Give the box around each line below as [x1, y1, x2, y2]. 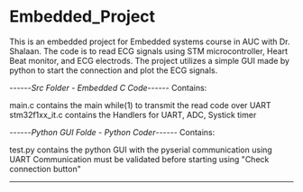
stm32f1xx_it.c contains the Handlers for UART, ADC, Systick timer [9, 109, 257, 120]
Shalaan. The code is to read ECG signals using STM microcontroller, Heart [9, 45, 289, 56]
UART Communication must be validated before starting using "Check [9, 153, 270, 164]
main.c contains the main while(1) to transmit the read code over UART [9, 99, 272, 110]
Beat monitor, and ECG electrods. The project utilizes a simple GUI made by [9, 55, 290, 66]
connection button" [9, 163, 81, 174]
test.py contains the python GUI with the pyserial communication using [9, 144, 272, 155]
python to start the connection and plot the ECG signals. [9, 65, 218, 76]
